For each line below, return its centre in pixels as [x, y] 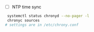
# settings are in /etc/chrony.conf [42, 25]
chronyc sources [23, 20]
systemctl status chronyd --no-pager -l [48, 16]
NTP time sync [27, 7]
